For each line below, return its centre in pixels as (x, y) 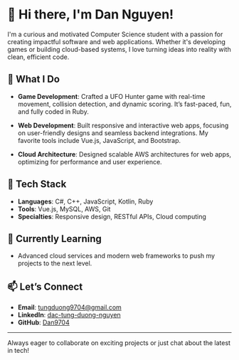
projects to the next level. (55, 263)
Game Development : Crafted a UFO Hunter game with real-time (111, 96)
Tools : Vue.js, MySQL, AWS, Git (64, 208)
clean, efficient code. (38, 57)
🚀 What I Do (34, 79)
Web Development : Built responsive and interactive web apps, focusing (123, 125)
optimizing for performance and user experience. (90, 162)
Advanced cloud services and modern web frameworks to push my (116, 256)
